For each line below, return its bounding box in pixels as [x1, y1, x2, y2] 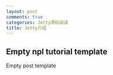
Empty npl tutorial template [6, 46, 108, 56]
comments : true [6, 14, 43, 20]
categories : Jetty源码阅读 [6, 19, 69, 25]
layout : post [6, 8, 38, 15]
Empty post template [6, 62, 57, 69]
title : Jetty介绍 [6, 25, 47, 31]
